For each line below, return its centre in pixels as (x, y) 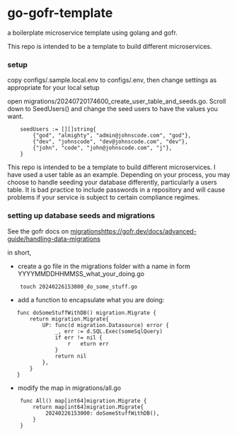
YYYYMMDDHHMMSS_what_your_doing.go (81, 273)
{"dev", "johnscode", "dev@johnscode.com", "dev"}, (111, 142)
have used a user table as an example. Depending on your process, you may (119, 175)
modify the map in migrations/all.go (69, 388)
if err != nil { (79, 338)
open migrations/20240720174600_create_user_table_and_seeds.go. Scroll (117, 101)
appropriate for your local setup (54, 88)
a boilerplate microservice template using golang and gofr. (93, 33)
